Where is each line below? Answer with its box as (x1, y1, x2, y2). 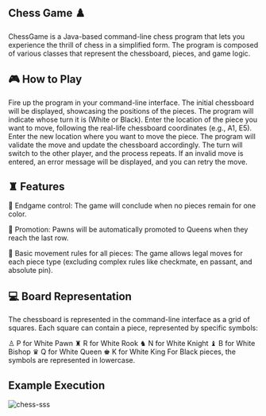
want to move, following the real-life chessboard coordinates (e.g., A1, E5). (8, 122, 253, 133)
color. (8, 209, 27, 219)
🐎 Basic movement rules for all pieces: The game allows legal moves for (8, 249, 244, 259)
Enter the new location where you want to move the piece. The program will (8, 131, 256, 141)
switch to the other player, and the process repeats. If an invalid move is (8, 148, 244, 157)
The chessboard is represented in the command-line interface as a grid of (8, 315, 250, 325)
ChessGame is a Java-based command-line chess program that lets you (8, 31, 245, 41)
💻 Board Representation (8, 290, 133, 303)
